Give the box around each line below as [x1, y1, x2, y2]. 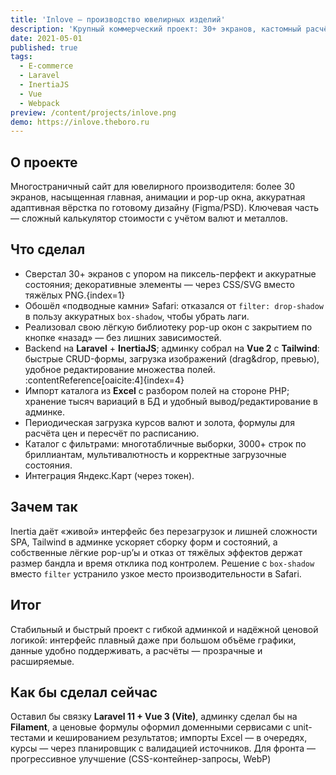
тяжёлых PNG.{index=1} [24, 289, 126, 301]
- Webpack [19, 98, 60, 108]
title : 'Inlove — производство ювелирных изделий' [10, 14, 226, 25]
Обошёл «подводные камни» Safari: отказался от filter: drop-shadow [24, 299, 325, 311]
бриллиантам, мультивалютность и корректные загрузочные [24, 448, 287, 460]
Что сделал [10, 241, 86, 258]
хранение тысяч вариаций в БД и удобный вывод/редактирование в [24, 395, 318, 407]
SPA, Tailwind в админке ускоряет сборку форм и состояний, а [10, 536, 278, 548]
